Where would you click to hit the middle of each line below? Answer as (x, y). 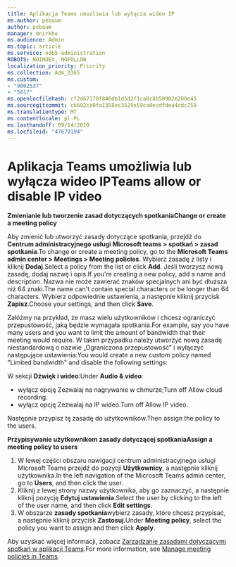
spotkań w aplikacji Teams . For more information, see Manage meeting (109, 549)
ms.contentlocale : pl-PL (44, 118)
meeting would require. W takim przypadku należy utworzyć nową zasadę (115, 340)
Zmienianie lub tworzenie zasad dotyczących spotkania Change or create (117, 216)
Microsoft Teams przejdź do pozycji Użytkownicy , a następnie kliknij (118, 468)
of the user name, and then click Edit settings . (85, 505)
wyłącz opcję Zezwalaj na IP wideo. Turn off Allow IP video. (103, 404)
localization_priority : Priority (56, 66)
